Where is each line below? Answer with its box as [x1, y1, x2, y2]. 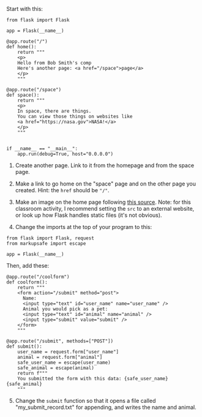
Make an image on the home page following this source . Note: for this [15, 198, 191, 206]
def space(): [6, 92, 40, 98]
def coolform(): [6, 279, 48, 285]
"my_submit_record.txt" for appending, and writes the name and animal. [15, 404, 197, 411]
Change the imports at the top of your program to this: [15, 224, 152, 230]
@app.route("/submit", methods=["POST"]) [6, 338, 114, 344]
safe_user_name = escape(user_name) [17, 359, 111, 366]
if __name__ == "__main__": [6, 146, 78, 152]
